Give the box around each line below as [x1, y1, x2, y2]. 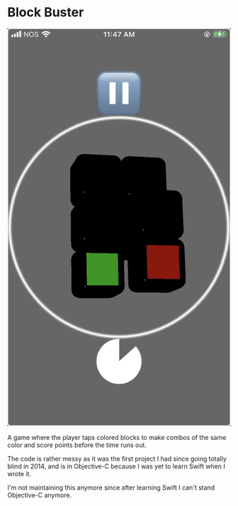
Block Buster [7, 4, 84, 21]
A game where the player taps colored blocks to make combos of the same [7, 434, 227, 442]
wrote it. [7, 470, 32, 478]
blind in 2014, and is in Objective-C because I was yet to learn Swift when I [7, 462, 225, 471]
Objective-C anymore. [7, 491, 72, 500]
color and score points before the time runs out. [7, 441, 147, 449]
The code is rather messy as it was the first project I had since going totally [7, 455, 227, 463]
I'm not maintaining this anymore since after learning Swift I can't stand [7, 483, 215, 492]
